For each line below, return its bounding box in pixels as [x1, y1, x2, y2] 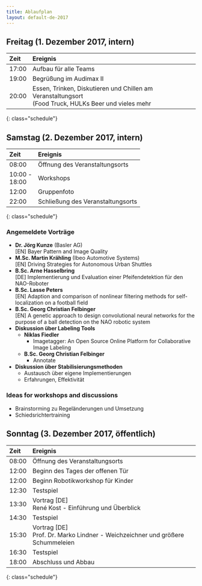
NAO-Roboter [14, 280, 49, 287]
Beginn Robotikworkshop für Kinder [32, 476, 133, 485]
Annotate [32, 357, 56, 364]
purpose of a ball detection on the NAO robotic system [14, 318, 150, 326]
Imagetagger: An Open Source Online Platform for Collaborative [32, 338, 191, 345]
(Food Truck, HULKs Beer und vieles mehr [32, 99, 151, 108]
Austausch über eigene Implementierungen [23, 370, 132, 377]
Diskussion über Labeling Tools [14, 325, 96, 332]
